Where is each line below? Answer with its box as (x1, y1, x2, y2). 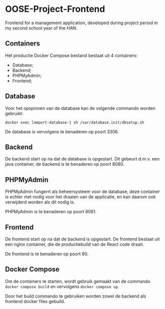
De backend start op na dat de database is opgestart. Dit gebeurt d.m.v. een (5, 156, 160, 162)
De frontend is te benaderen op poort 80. (5, 251, 89, 257)
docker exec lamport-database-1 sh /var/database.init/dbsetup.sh (5, 120, 144, 125)
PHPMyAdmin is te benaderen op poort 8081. (5, 209, 97, 215)
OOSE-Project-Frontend (5, 3, 105, 15)
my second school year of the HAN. (5, 25, 78, 31)
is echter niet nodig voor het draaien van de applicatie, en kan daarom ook (5, 194, 156, 200)
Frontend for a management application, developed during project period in (5, 20, 158, 26)
